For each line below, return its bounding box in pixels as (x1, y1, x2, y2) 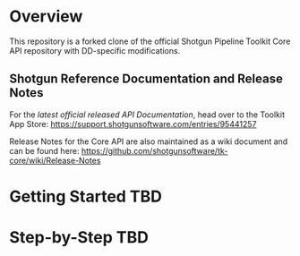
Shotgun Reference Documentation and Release (9, 72, 284, 87)
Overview (9, 6, 83, 27)
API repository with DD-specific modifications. (9, 45, 181, 55)
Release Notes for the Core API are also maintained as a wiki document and (9, 136, 288, 147)
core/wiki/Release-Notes (9, 155, 101, 166)
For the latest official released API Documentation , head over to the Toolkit (9, 109, 285, 120)
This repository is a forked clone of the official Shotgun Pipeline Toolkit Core (9, 36, 291, 47)
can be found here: (9, 145, 80, 156)
